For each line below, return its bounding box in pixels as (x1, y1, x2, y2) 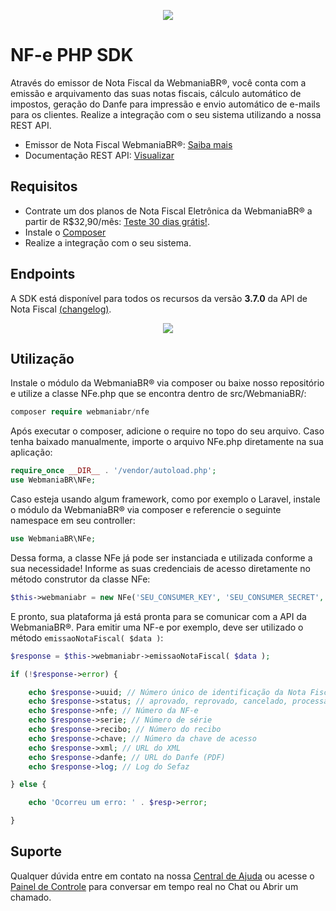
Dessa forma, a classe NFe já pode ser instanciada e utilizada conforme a (10, 551, 313, 564)
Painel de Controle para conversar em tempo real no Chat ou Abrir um (10, 880, 299, 892)
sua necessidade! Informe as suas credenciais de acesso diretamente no (10, 562, 312, 574)
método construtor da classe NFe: (10, 573, 151, 585)
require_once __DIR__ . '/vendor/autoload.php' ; (10, 466, 217, 476)
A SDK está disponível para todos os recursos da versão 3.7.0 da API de (10, 292, 308, 304)
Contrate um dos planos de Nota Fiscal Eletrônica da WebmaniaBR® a (24, 205, 313, 217)
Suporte (10, 843, 62, 860)
